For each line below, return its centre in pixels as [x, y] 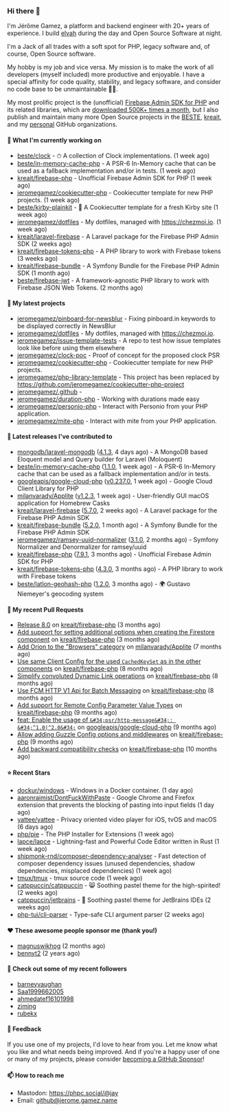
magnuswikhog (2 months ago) [61, 946]
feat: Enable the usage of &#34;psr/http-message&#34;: [95, 720]
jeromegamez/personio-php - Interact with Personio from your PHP [112, 406]
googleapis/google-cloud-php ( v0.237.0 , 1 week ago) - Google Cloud [115, 481]
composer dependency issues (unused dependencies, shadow [106, 863]
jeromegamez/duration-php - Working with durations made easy [108, 399]
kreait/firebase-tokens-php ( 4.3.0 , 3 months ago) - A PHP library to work [120, 569]
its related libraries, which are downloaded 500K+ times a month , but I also [113, 110]
